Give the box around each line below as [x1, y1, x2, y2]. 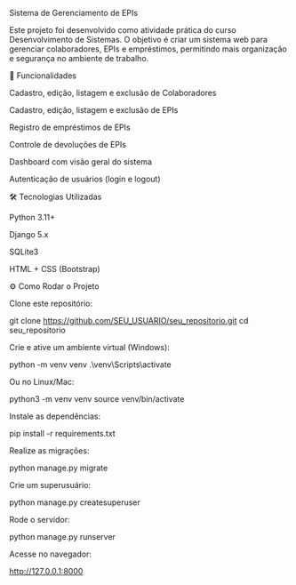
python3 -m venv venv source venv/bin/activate [9, 394, 185, 404]
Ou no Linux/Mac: [9, 377, 75, 387]
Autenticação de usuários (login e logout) [9, 173, 162, 184]
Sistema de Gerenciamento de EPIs [9, 8, 139, 18]
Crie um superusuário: [9, 480, 92, 490]
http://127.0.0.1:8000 [9, 566, 84, 576]
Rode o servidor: [9, 515, 70, 525]
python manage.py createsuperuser [9, 497, 140, 508]
